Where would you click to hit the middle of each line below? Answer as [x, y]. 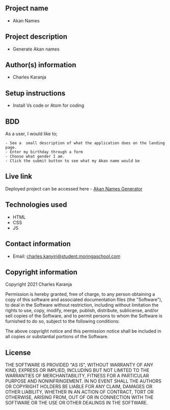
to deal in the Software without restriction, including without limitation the [82, 305]
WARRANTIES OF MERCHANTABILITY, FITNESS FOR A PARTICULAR [77, 376]
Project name [27, 8]
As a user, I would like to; [31, 134]
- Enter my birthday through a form [44, 152]
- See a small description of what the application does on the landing [85, 143]
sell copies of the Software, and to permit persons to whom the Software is [84, 316]
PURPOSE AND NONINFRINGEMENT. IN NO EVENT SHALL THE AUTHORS [83, 381]
